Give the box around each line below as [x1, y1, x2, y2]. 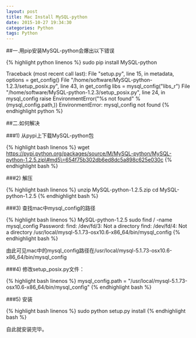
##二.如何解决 [6, 120, 40, 127]
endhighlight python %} [6, 108, 63, 115]
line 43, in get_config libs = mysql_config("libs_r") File [60, 83, 190, 90]
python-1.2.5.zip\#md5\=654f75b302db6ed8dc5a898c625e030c [6, 156, 164, 163]
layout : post [6, 8, 38, 15]
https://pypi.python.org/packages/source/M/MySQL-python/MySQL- [6, 150, 172, 157]
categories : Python [6, 25, 54, 31]
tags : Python [6, 30, 38, 36]
